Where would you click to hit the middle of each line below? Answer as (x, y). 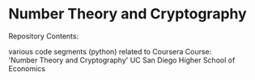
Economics (27, 68)
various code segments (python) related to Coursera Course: (110, 51)
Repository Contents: (44, 36)
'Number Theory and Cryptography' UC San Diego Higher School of (122, 60)
